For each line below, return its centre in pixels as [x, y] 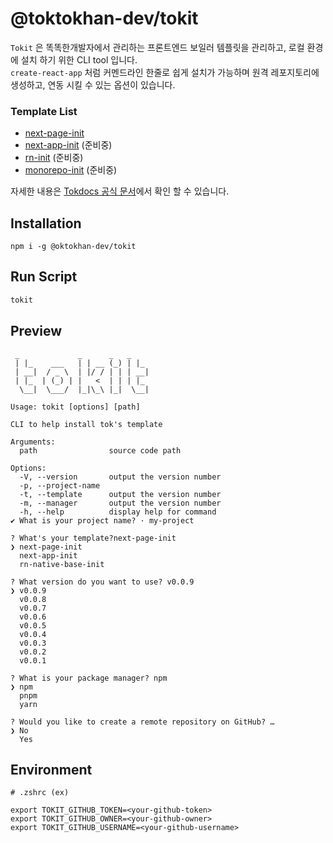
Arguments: [33, 442]
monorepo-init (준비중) [71, 170]
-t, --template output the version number [120, 494]
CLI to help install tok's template [86, 424]
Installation [46, 223]
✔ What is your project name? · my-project [102, 520]
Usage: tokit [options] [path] [75, 407]
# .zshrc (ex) [40, 793]
